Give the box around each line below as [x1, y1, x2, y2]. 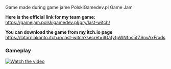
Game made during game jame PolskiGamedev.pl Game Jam [5, 5, 133, 10]
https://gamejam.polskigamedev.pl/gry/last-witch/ [5, 20, 111, 25]
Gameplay [5, 47, 32, 54]
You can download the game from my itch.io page [5, 29, 113, 35]
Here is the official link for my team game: [5, 14, 95, 20]
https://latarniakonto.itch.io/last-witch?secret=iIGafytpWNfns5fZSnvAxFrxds [5, 35, 166, 40]
